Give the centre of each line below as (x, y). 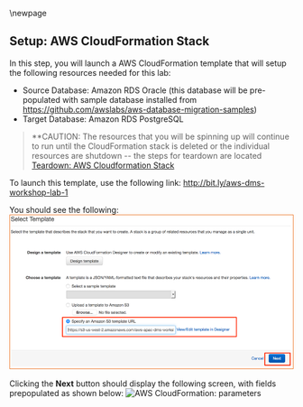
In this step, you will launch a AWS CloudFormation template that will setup (148, 63)
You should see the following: (64, 209)
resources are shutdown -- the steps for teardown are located (147, 155)
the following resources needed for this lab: (90, 72)
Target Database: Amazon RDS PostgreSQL (103, 119)
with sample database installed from (129, 99)
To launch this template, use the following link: (96, 182)
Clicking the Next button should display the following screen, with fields (143, 384)
